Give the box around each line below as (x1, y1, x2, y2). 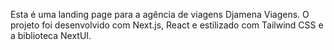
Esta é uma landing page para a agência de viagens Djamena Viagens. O (10, 9, 310, 20)
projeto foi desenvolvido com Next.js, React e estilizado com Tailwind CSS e (10, 19, 324, 31)
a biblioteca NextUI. (10, 30, 92, 41)
